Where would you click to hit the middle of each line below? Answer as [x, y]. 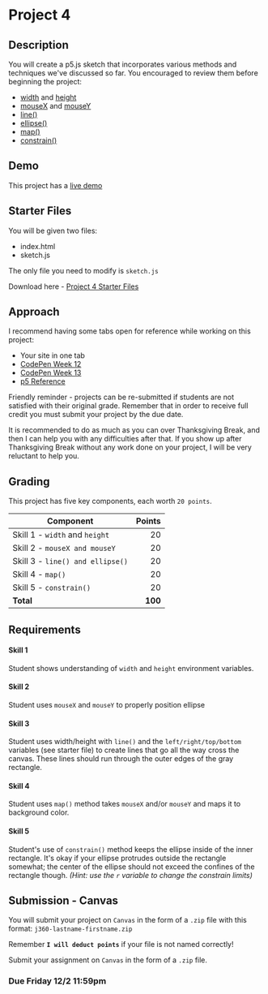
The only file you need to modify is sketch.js [84, 270]
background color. [39, 812]
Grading [29, 482]
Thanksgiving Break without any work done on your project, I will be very [130, 447]
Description [38, 45]
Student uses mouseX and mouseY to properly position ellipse [107, 705]
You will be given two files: [53, 230]
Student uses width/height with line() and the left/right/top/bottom [125, 742]
